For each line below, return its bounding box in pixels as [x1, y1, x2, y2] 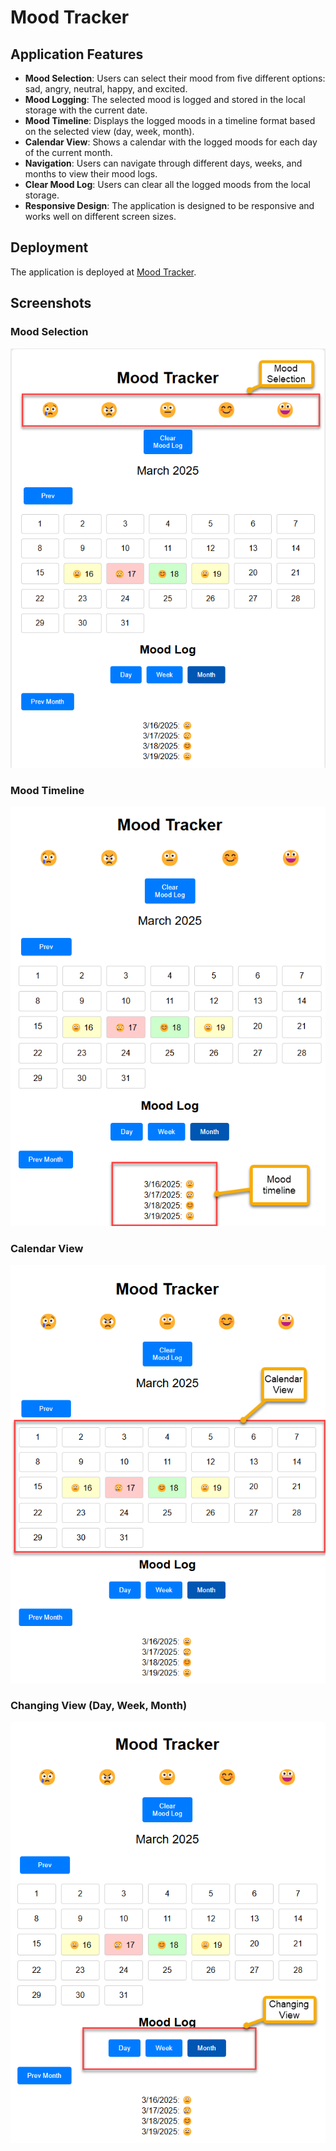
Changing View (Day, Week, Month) [10, 1699, 188, 1713]
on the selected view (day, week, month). [24, 126, 195, 137]
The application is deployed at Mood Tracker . [10, 266, 197, 278]
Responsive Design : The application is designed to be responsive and [24, 200, 315, 211]
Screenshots [10, 295, 92, 312]
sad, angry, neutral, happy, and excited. [24, 83, 188, 95]
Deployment [10, 239, 89, 256]
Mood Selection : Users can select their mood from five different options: [24, 72, 326, 84]
